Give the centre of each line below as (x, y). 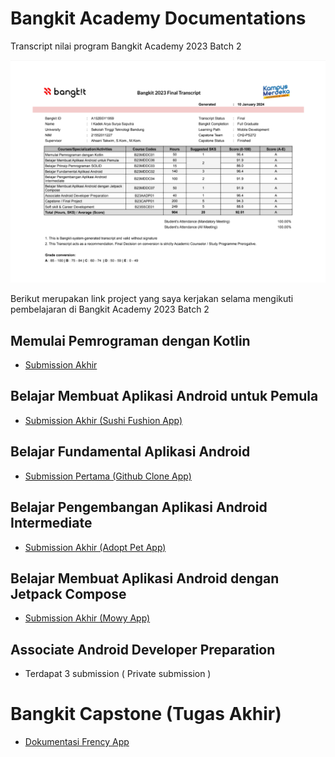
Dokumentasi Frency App (77, 742)
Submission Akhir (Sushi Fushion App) (103, 420)
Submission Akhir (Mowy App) (87, 618)
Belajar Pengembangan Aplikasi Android (139, 507)
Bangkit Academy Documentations (158, 18)
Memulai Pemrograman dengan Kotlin (130, 340)
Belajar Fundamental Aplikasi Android (130, 452)
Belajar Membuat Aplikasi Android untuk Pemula (164, 396)
